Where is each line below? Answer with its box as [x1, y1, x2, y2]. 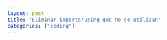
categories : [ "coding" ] [7, 22, 76, 29]
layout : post [7, 9, 45, 17]
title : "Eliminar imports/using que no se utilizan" [7, 16, 162, 23]
